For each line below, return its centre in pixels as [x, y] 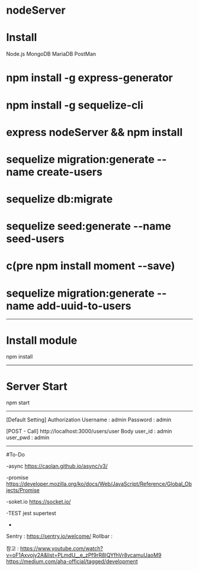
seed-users [35, 239]
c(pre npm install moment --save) [91, 266]
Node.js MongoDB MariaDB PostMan [51, 54]
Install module [42, 340]
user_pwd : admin [28, 437]
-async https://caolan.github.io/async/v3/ [57, 466]
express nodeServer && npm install [94, 132]
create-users [69, 172]
